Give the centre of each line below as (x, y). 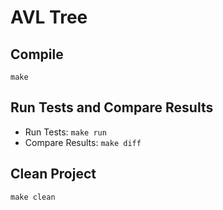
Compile (37, 54)
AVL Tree (49, 17)
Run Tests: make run (65, 132)
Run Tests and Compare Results (112, 107)
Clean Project (53, 174)
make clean (33, 197)
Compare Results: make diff (83, 142)
